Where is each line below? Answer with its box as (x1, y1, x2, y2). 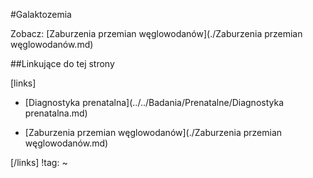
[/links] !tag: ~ (10, 157, 68, 168)
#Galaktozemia (10, 9, 72, 20)
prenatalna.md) (24, 107, 88, 119)
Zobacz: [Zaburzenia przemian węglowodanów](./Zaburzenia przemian (10, 28, 303, 39)
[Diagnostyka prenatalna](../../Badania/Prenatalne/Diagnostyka (24, 97, 285, 108)
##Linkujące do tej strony (10, 58, 115, 69)
